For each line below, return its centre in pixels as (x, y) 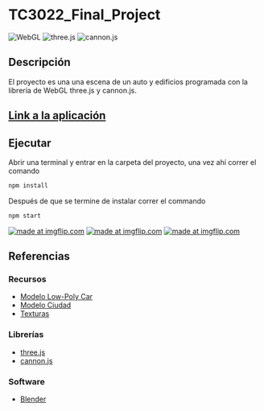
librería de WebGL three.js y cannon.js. (72, 90)
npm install (28, 185)
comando (24, 171)
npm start (25, 216)
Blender (33, 399)
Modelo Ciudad (45, 305)
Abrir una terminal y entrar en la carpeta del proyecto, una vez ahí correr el (132, 162)
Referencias (39, 256)
